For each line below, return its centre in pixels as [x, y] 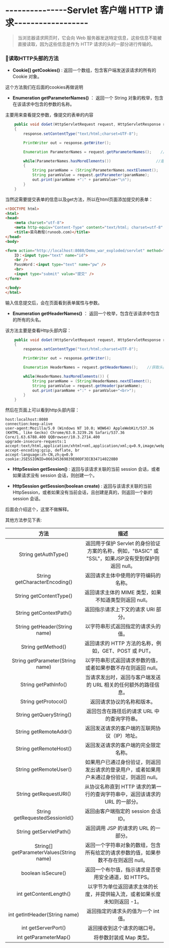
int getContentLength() [44, 894]
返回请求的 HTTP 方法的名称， [120, 643]
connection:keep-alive [29, 424]
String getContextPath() [44, 613]
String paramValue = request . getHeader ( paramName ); [87, 386]
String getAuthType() [44, 555]
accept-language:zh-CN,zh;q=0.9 [39, 455]
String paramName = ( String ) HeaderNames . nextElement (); [92, 381]
